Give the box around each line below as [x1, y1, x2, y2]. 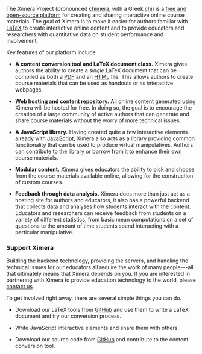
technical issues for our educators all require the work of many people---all [6, 264, 194, 271]
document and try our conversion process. [14, 312, 122, 320]
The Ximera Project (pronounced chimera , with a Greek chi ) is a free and [6, 5, 187, 12]
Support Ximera [6, 243, 54, 252]
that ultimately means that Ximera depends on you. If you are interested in [6, 270, 190, 278]
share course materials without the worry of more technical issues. [14, 117, 181, 124]
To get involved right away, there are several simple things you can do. [6, 294, 182, 302]
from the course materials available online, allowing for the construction [14, 172, 194, 179]
